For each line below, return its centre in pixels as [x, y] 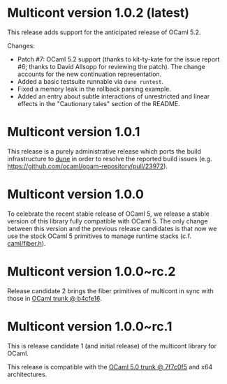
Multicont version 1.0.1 [74, 132]
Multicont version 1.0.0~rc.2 [91, 272]
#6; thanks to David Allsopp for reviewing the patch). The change [111, 66]
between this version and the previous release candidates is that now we [112, 228]
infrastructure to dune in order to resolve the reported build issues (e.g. [110, 158]
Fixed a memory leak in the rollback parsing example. [94, 89]
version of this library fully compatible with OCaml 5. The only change [108, 221]
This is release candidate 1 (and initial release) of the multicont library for [112, 346]
